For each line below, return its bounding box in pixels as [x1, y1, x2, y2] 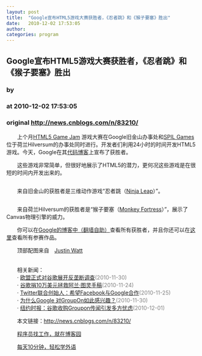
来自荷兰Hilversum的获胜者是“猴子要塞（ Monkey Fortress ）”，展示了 [16, 205, 189, 213]
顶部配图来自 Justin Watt [16, 246, 83, 254]
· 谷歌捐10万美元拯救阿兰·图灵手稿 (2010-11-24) [16, 281, 134, 288]
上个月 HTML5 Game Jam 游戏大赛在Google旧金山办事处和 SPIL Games [16, 133, 195, 140]
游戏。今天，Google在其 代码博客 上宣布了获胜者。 [6, 148, 132, 155]
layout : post [6, 9, 40, 15]
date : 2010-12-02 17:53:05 [6, 20, 81, 26]
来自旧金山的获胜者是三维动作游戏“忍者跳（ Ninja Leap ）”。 [16, 187, 164, 194]
